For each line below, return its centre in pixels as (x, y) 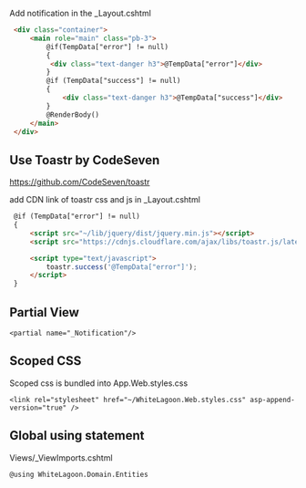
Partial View (45, 312)
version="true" (38, 408)
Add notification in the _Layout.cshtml (81, 13)
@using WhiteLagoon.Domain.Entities (79, 474)
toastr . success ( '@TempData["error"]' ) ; (122, 267)
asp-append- (273, 400)
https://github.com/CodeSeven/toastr (80, 182)
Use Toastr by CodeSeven (85, 160)
